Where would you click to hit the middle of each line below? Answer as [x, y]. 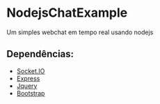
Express [28, 78]
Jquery [27, 86]
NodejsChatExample [67, 13]
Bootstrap [31, 93]
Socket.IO [31, 70]
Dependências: [40, 54]
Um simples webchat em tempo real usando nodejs [80, 32]
